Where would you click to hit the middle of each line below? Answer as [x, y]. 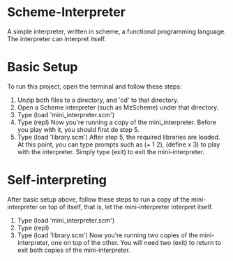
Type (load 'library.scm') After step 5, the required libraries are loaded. [119, 137]
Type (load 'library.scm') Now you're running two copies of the [107, 235]
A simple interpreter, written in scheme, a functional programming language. [117, 31]
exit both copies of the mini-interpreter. [74, 250]
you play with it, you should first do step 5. [78, 129]
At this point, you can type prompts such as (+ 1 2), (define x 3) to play [119, 144]
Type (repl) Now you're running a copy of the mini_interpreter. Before [116, 122]
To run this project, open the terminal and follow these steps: [95, 86]
